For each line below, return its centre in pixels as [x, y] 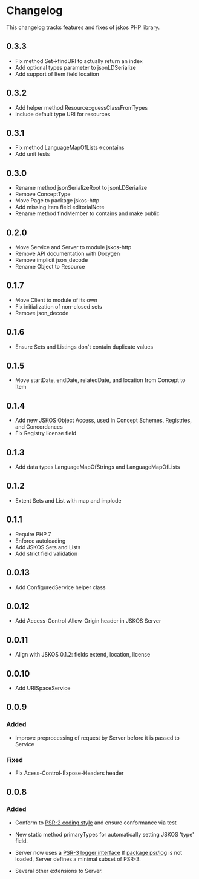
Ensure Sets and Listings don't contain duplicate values [84, 347]
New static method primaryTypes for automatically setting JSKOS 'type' [105, 834]
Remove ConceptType [43, 194]
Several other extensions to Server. [59, 871]
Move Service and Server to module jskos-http [73, 247]
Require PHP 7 [33, 534]
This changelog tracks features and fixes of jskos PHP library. [83, 27]
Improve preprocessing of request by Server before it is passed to [97, 738]
